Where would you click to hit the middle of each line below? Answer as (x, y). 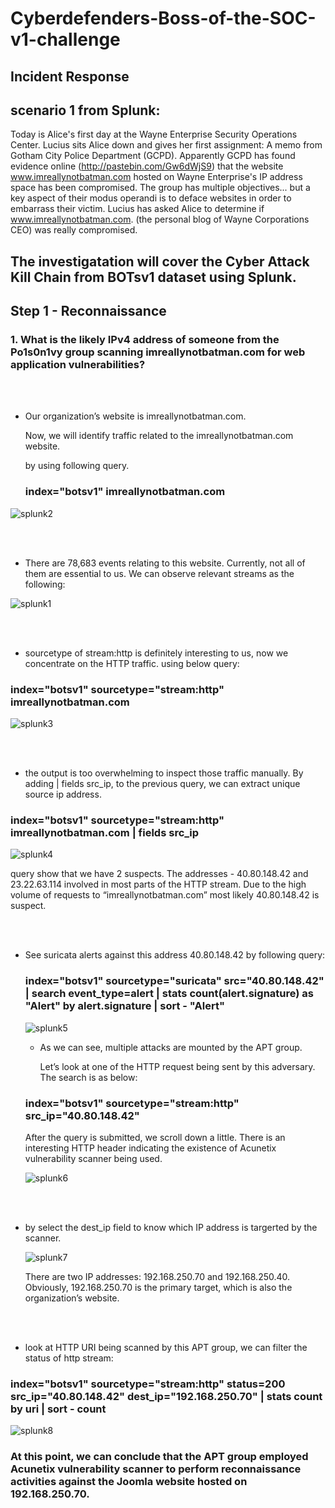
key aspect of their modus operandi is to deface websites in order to (151, 198)
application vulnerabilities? (78, 365)
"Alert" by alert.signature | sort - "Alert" (124, 1006)
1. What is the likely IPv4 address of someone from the (145, 340)
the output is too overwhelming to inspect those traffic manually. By (164, 773)
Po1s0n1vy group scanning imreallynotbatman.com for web (158, 352)
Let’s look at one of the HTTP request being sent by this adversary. (177, 1066)
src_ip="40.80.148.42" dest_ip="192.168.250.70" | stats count (166, 1396)
